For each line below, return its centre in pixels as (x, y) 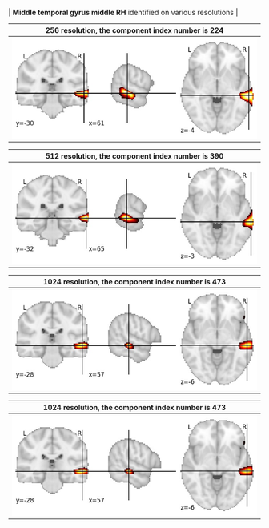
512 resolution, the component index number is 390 (134, 155)
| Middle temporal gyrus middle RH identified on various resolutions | (123, 12)
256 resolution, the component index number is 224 (134, 30)
